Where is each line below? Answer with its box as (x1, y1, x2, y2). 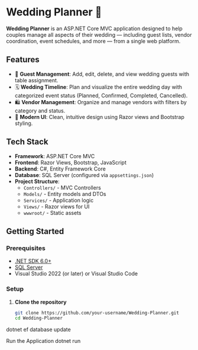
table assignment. (14, 76, 59, 84)
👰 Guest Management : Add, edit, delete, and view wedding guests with (14, 70, 190, 78)
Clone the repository (14, 298, 67, 306)
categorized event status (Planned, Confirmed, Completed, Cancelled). (14, 92, 188, 99)
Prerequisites (6, 244, 46, 252)
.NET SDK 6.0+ (14, 258, 52, 265)
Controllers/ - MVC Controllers (23, 184, 102, 191)
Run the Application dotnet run (6, 338, 81, 345)
